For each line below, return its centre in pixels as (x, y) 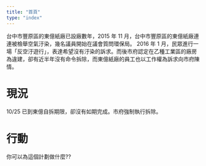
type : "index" (25, 18)
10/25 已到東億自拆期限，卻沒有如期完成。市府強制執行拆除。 (84, 111)
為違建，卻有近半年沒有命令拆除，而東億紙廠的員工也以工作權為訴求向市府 (100, 59)
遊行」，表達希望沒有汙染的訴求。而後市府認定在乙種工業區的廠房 (115, 51)
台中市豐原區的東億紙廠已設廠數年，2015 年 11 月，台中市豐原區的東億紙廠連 (103, 36)
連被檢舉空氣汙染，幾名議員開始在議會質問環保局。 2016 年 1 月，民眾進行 (100, 43)
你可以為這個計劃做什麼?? (39, 157)
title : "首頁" (24, 12)
